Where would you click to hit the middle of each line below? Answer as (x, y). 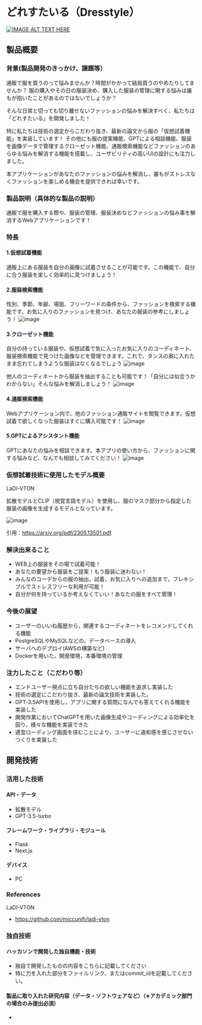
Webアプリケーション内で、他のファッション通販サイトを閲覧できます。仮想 (101, 413)
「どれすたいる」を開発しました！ (48, 118)
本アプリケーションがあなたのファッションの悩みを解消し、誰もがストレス (98, 174)
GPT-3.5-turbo (33, 816)
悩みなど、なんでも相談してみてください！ (69, 457)
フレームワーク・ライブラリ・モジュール (56, 831)
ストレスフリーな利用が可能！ (68, 587)
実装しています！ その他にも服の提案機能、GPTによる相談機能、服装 (107, 138)
